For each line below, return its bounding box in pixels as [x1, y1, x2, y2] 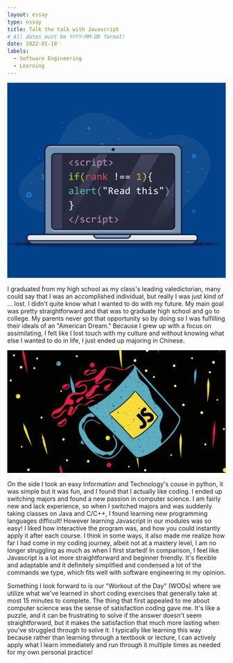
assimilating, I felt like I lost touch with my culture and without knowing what [7, 329, 225, 337]
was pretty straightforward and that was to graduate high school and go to [7, 307, 220, 315]
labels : [7, 48, 30, 55]
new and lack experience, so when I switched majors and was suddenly [7, 502, 213, 510]
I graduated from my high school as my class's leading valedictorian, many [7, 284, 221, 293]
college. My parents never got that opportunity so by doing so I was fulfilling [7, 314, 225, 322]
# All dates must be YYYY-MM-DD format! [7, 33, 126, 40]
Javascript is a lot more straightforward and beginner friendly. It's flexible [7, 553, 217, 562]
